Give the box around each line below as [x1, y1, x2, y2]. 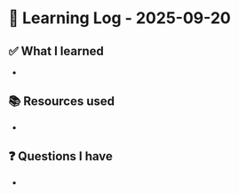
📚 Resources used [8, 93, 116, 109]
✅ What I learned [8, 44, 104, 59]
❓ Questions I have [8, 149, 113, 164]
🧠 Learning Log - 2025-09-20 [8, 8, 232, 28]
